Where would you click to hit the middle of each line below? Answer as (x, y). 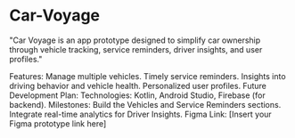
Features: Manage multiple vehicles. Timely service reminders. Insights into (148, 76)
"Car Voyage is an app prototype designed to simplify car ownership (135, 40)
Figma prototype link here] (58, 123)
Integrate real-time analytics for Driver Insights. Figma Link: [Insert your (140, 114)
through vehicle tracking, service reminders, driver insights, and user (136, 49)
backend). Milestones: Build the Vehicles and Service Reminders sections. (145, 104)
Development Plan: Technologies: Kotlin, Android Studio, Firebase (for (137, 95)
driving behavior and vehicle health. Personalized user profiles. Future (138, 85)
